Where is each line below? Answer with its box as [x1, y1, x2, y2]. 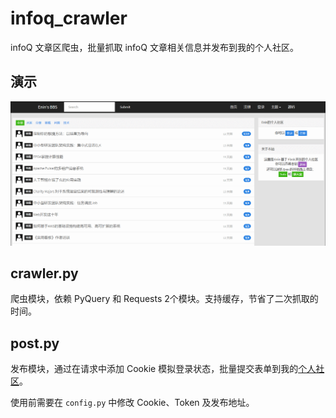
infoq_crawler [10, 7, 128, 30]
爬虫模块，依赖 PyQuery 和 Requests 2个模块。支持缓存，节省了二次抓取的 [10, 293, 319, 305]
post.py [10, 335, 60, 352]
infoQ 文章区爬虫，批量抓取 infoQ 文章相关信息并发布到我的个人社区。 [10, 41, 299, 53]
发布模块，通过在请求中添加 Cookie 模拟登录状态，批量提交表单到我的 [10, 363, 299, 375]
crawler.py [10, 265, 79, 282]
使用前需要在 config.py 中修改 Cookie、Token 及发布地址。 [10, 397, 255, 409]
